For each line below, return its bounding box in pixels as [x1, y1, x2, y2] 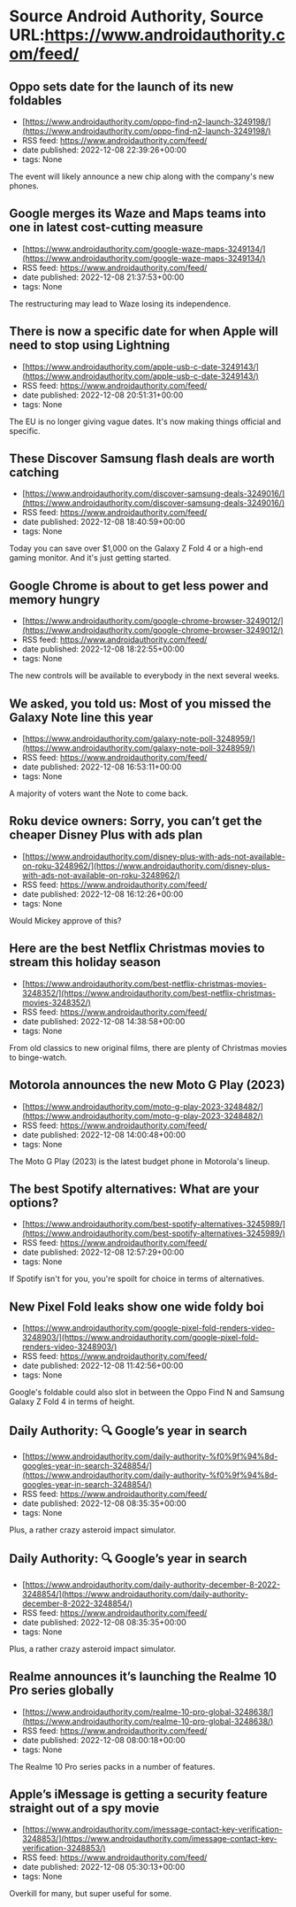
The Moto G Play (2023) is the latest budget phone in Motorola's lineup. [9, 1155, 270, 1166]
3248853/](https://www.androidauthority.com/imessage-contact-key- [21, 1834, 277, 1844]
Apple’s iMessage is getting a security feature [9, 1787, 268, 1802]
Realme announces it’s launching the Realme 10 [9, 1669, 277, 1684]
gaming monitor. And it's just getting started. [9, 552, 171, 563]
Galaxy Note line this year [9, 710, 154, 725]
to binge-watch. [9, 1052, 68, 1062]
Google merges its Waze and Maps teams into [9, 206, 267, 221]
